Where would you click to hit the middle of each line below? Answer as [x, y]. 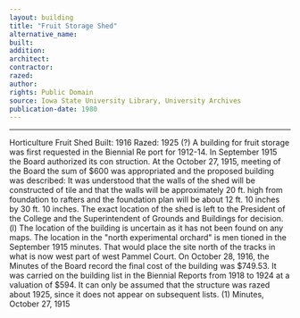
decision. [267, 219]
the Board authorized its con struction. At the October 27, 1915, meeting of [145, 162]
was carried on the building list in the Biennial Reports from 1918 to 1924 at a [150, 276]
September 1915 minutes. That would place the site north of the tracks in [142, 247]
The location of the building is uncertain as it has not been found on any [151, 228]
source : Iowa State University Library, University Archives [125, 100]
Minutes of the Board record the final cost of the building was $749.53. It [143, 266]
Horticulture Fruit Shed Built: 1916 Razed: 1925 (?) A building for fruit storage [150, 143]
